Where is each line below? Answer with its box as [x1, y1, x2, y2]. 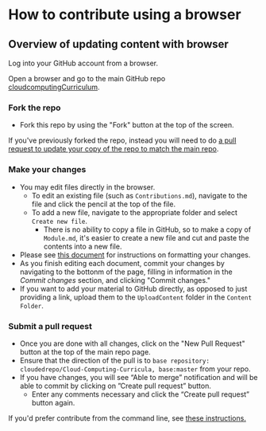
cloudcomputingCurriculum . [8, 82, 101, 92]
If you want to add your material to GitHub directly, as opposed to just [19, 284, 248, 293]
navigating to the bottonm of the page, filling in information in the [19, 267, 233, 276]
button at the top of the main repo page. [19, 347, 151, 356]
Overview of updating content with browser [8, 37, 229, 51]
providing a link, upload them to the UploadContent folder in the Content [19, 292, 253, 302]
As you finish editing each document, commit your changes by [19, 258, 225, 268]
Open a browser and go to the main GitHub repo [8, 74, 166, 83]
